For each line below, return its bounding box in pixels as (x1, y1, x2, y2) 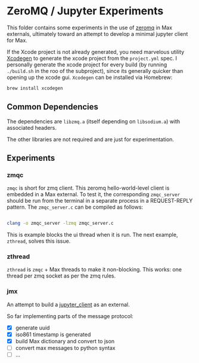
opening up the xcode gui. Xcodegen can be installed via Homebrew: (7, 74, 173, 81)
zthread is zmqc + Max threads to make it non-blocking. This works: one (7, 266, 182, 273)
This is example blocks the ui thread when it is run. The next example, (7, 231, 178, 239)
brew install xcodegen (7, 85, 63, 91)
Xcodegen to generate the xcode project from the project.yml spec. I (7, 54, 178, 62)
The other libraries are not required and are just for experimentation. (7, 136, 175, 143)
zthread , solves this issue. (7, 237, 71, 245)
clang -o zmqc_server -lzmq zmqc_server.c (7, 220, 114, 227)
